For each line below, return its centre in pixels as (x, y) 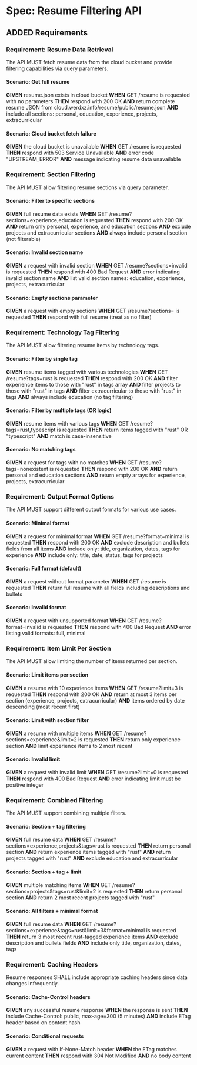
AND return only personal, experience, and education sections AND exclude (98, 226)
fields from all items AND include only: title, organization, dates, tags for (93, 549)
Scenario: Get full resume (38, 82)
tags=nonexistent (27, 469)
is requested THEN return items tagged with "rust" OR (122, 430)
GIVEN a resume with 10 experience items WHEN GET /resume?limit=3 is (95, 688)
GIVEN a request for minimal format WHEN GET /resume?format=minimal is (98, 536)
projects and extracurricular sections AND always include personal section (97, 233)
